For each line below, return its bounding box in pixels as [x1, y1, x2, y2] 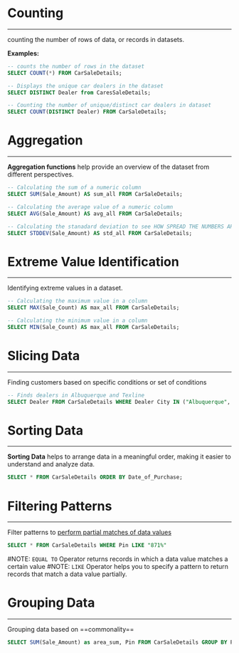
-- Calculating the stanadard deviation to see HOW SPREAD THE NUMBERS [7, 223, 224, 230]
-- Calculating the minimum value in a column [7, 317, 148, 325]
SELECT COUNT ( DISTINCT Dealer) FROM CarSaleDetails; [7, 108, 167, 115]
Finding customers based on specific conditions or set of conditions [7, 377, 207, 386]
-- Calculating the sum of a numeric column [7, 184, 142, 192]
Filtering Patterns [7, 498, 112, 514]
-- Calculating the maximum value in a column [7, 298, 148, 305]
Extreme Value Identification [7, 254, 179, 270]
